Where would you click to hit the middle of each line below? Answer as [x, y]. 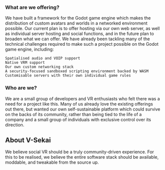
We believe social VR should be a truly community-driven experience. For [80, 152]
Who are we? [21, 88]
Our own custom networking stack [39, 67]
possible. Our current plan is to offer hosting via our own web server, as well [82, 28]
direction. [15, 125]
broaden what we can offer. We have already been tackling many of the [78, 39]
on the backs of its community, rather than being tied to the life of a [73, 114]
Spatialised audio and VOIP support [43, 58]
